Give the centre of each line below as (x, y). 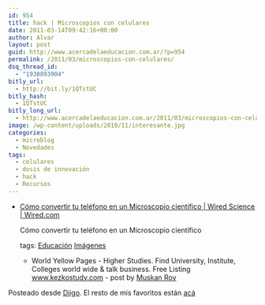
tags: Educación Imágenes (63, 245)
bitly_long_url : (35, 111)
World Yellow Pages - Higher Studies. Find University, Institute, (134, 260)
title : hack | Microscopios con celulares (79, 23)
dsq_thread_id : (33, 67)
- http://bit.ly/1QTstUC (56, 89)
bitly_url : (26, 81)
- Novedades (35, 147)
